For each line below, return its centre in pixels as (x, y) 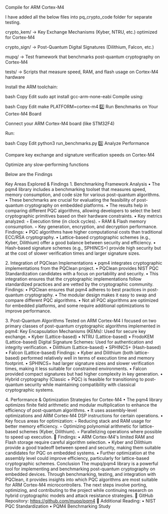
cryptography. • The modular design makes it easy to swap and (91, 295)
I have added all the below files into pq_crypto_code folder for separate (79, 17)
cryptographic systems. (30, 390)
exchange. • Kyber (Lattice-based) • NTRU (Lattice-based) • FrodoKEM (79, 336)
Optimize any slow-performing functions (47, 164)
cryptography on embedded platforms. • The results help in (86, 205)
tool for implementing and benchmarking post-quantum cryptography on (80, 469)
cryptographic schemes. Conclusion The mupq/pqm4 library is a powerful (82, 464)
